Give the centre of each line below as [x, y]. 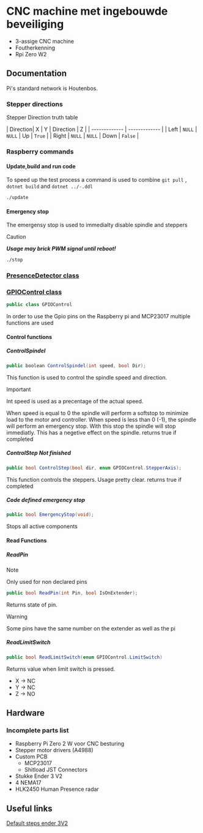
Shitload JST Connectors [56, 770]
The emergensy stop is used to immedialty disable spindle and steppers [97, 225]
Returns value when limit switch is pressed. [61, 669]
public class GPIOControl [39, 305]
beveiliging [35, 24]
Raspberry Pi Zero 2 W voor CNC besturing [70, 744]
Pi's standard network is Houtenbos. [52, 88]
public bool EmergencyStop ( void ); [50, 515]
